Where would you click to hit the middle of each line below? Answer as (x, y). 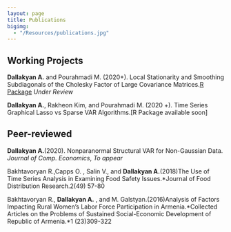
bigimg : (18, 26)
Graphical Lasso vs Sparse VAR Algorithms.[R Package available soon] (108, 113)
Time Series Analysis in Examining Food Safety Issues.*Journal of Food (109, 178)
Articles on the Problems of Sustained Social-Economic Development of (109, 213)
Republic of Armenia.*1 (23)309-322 (59, 221)
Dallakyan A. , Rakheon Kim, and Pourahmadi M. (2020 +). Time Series (108, 105)
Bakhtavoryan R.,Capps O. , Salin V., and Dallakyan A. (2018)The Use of (109, 171)
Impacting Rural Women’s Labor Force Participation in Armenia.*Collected (112, 207)
